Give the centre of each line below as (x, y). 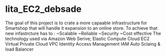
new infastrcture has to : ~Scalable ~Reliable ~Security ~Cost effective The (83, 33)
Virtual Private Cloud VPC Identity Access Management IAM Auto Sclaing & (83, 44)
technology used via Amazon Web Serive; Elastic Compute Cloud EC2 (77, 39)
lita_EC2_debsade (43, 9)
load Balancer (20, 49)
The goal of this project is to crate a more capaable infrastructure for (76, 23)
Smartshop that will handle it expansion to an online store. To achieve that (81, 28)
